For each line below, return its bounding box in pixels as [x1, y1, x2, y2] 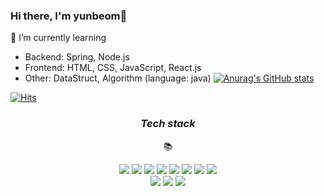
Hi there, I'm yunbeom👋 [10, 9, 128, 23]
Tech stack [140, 117, 196, 131]
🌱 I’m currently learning [10, 32, 107, 44]
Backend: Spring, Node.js [24, 51, 130, 63]
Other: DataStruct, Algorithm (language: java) [24, 72, 212, 84]
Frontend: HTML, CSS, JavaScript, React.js [24, 62, 202, 74]
